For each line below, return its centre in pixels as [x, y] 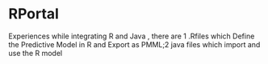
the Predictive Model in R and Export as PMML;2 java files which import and [134, 44]
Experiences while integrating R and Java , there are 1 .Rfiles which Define [132, 36]
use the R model [36, 53]
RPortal [33, 14]
